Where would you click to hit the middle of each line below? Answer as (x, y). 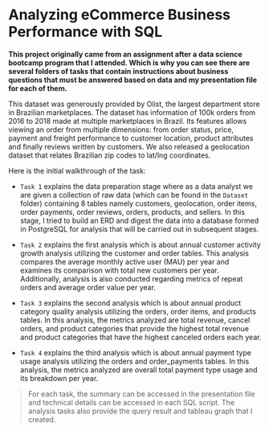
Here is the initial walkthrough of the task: (77, 170)
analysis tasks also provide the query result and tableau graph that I (140, 411)
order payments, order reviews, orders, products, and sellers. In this (132, 211)
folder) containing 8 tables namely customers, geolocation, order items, (138, 203)
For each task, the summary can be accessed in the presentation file (141, 394)
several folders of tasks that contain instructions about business (118, 71)
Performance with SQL (86, 32)
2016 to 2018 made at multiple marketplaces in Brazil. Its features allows (128, 121)
